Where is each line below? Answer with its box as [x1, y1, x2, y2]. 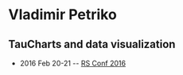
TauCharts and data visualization [8, 37, 176, 51]
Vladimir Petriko [8, 6, 117, 24]
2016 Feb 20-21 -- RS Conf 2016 [19, 58, 126, 68]
